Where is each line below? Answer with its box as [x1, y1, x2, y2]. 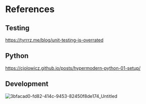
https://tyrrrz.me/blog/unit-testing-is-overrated [5, 37, 104, 43]
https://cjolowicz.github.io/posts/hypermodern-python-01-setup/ [5, 65, 141, 71]
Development [5, 80, 49, 88]
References [5, 4, 55, 15]
